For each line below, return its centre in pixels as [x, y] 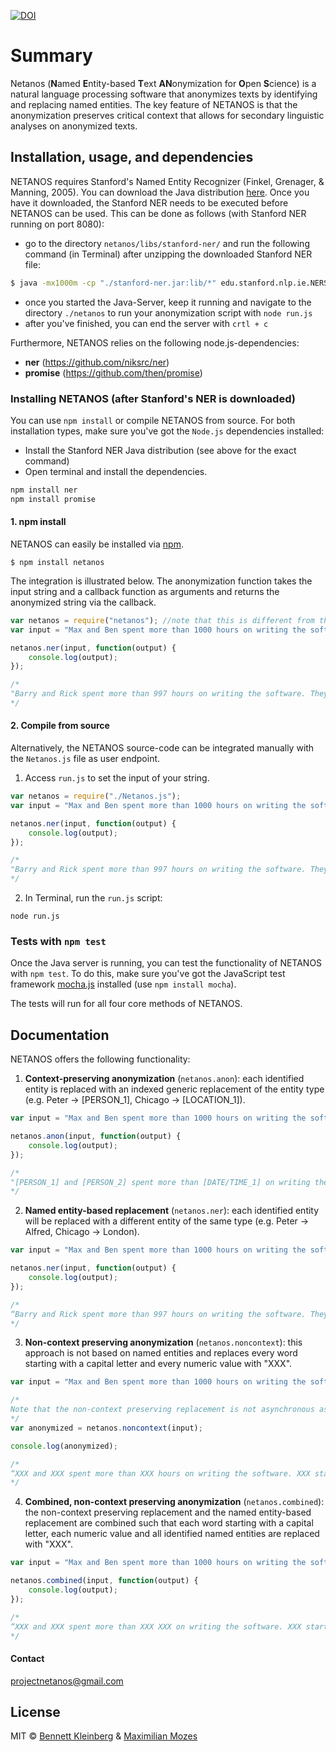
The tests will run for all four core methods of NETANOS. [126, 1004]
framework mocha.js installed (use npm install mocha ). [123, 984]
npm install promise [53, 499]
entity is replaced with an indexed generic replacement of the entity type [174, 1089]
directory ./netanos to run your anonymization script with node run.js [168, 312]
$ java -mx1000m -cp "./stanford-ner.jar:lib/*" [113, 283]
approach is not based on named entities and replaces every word [161, 1353]
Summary [51, 56]
